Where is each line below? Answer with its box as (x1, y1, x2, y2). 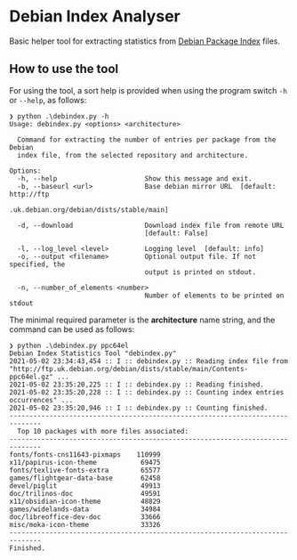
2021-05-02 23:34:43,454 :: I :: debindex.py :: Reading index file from (9, 356, 289, 366)
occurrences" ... (9, 395, 74, 404)
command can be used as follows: (9, 323, 135, 335)
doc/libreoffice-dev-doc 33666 (9, 512, 162, 522)
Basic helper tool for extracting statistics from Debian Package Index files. (9, 36, 280, 46)
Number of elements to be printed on (144, 291, 285, 300)
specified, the (9, 260, 66, 269)
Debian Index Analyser (9, 6, 181, 27)
